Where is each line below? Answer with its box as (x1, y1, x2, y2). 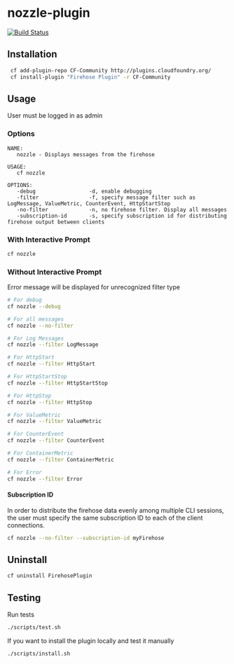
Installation (7, 48, 57, 60)
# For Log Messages (7, 335, 64, 342)
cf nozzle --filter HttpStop (7, 399, 92, 406)
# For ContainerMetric (7, 450, 74, 457)
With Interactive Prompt (7, 235, 91, 244)
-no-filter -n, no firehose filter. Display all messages (16, 206, 228, 213)
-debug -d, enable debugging (16, 188, 152, 195)
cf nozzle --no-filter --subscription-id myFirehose (7, 534, 165, 541)
